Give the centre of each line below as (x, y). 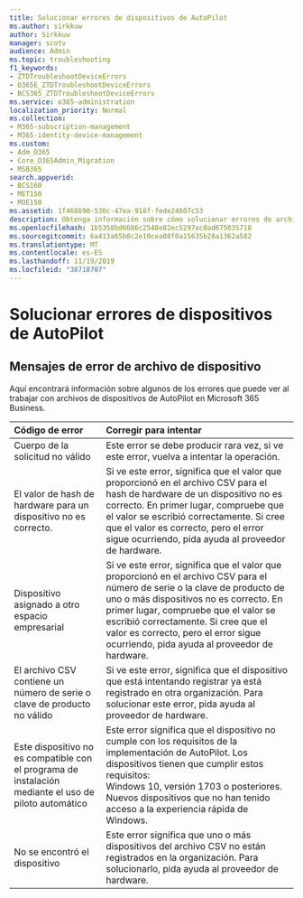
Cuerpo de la (41, 445)
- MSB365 (26, 169)
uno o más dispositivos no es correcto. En (194, 599)
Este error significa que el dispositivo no (191, 730)
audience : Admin (40, 51)
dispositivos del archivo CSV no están (186, 846)
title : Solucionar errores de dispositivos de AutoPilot (119, 18)
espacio (31, 615)
